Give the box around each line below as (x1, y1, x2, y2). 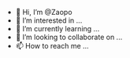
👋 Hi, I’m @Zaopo (15, 8, 72, 16)
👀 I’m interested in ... (15, 16, 83, 25)
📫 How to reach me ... (15, 42, 89, 50)
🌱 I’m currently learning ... (15, 24, 100, 33)
